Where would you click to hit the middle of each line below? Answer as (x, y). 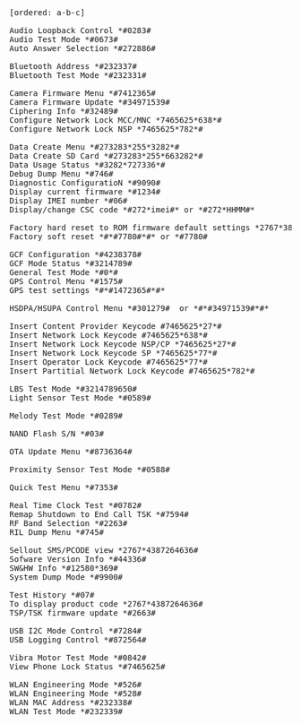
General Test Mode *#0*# (64, 272)
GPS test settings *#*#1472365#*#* (87, 290)
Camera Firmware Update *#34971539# (90, 102)
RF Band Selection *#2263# (69, 523)
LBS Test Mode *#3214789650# (73, 389)
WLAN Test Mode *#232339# (66, 711)
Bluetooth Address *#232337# (73, 66)
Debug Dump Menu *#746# (61, 174)
